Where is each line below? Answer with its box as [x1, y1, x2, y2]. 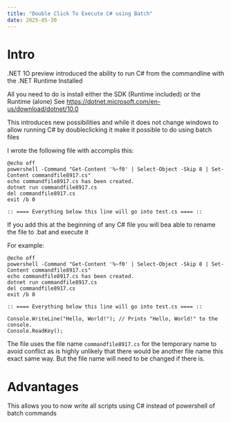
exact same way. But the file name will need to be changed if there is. [7, 354, 205, 363]
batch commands [7, 409, 57, 417]
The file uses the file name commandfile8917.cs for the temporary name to [7, 340, 216, 348]
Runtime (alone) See [7, 98, 66, 106]
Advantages [7, 379, 80, 395]
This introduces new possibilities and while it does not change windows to [7, 119, 219, 127]
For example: [7, 241, 45, 250]
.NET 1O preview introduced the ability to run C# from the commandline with [7, 69, 225, 78]
